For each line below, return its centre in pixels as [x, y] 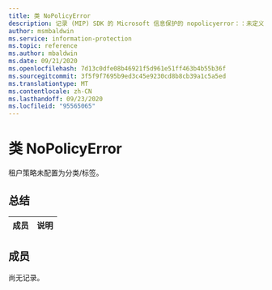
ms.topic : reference [43, 46]
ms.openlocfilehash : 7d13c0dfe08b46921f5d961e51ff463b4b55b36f [117, 69]
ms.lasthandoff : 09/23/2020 [56, 99]
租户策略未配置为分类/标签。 [56, 173]
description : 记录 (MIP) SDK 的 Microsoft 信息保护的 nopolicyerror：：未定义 [136, 23]
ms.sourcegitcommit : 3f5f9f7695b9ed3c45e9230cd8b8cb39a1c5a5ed [117, 76]
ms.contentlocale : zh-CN [50, 91]
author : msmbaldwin [41, 31]
